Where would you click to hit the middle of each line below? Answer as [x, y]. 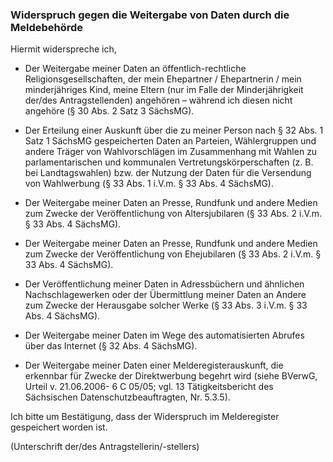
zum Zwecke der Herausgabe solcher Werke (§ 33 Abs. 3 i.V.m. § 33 [166, 305]
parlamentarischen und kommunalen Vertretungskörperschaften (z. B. [169, 162]
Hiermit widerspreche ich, [63, 49]
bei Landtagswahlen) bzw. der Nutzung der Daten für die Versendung [168, 173]
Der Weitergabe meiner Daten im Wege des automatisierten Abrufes [164, 335]
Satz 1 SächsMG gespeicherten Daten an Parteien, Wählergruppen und [170, 141]
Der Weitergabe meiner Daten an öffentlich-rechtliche [135, 69]
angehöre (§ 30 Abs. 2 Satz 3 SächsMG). [109, 111]
